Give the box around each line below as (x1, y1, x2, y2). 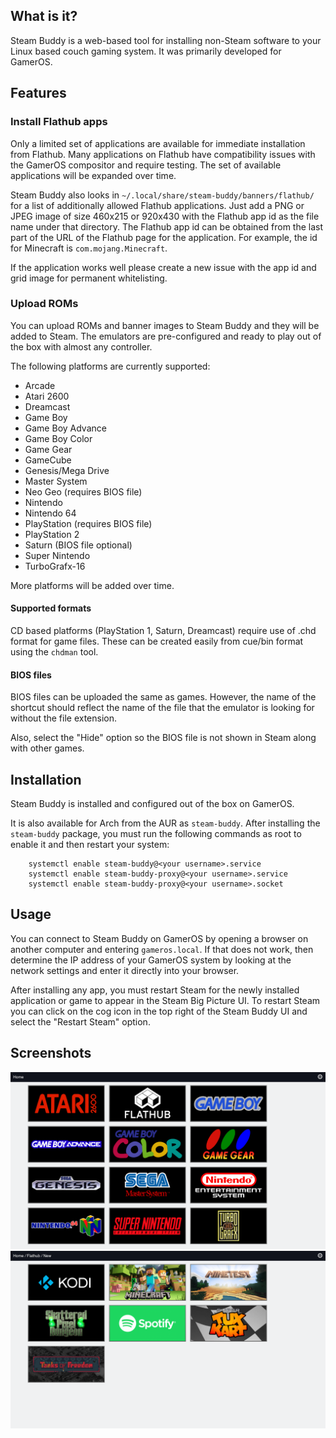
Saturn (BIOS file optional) (24, 539, 133, 551)
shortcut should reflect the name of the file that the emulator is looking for (10, 702, 315, 714)
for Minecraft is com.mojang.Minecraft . (10, 242, 168, 254)
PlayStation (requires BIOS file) (24, 517, 153, 529)
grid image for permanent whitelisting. (10, 272, 168, 284)
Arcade (24, 379, 56, 391)
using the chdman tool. (10, 646, 99, 658)
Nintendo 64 (24, 507, 77, 519)
